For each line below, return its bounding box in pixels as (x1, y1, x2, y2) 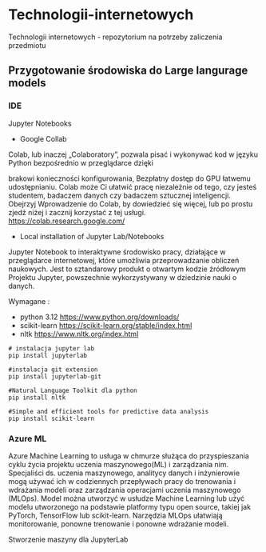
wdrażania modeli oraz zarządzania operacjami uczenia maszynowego (8, 485, 241, 494)
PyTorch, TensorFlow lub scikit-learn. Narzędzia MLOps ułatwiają (8, 510, 223, 520)
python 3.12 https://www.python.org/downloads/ (19, 312, 180, 322)
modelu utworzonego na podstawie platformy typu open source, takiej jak (8, 502, 252, 511)
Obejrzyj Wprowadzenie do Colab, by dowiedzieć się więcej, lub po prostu (8, 198, 253, 209)
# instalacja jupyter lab (8, 344, 94, 353)
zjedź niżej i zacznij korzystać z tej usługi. (8, 207, 146, 217)
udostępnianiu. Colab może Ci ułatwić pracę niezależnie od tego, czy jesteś (8, 182, 257, 191)
